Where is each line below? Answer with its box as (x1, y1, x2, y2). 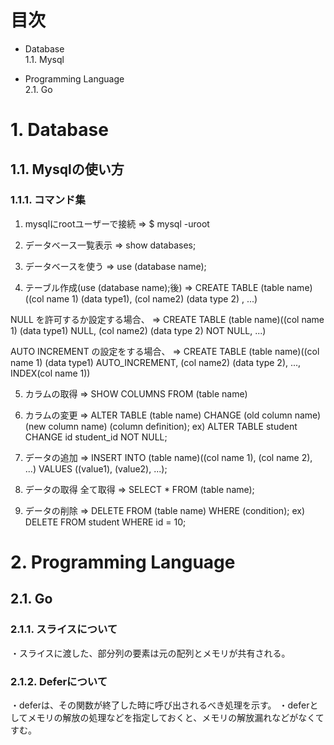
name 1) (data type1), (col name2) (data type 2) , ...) (46, 292, 258, 305)
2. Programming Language (10, 551, 236, 573)
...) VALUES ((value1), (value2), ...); (24, 462, 168, 475)
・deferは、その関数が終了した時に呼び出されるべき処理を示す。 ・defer (10, 699, 310, 711)
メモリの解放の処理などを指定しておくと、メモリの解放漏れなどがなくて (27, 711, 325, 723)
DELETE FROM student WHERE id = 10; (24, 516, 187, 528)
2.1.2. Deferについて (10, 674, 108, 688)
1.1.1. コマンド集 (10, 193, 86, 207)
